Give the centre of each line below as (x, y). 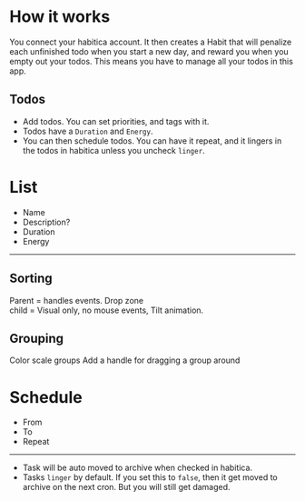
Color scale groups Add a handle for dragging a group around (125, 360)
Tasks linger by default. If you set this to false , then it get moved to (150, 477)
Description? (46, 222)
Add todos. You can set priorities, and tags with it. (116, 121)
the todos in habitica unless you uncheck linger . (114, 150)
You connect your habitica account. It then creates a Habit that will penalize (151, 42)
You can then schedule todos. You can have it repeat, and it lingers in (152, 140)
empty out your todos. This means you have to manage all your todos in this (151, 61)
